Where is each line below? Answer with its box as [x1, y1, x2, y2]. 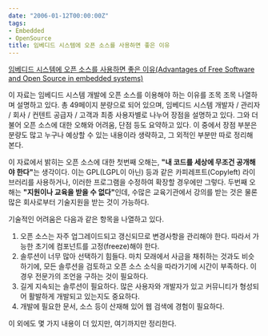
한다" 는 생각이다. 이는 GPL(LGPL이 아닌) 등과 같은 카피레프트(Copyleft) [16, 168, 242, 177]
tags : [8, 19, 26, 27]
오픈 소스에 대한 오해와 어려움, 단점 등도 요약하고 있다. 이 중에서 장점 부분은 [22, 120, 258, 130]
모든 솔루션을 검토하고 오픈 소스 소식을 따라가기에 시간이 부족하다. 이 [43, 261, 258, 271]
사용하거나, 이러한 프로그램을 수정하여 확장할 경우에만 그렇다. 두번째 [35, 177, 248, 187]
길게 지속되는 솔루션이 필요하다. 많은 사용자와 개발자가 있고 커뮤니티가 [19, 281, 238, 291]
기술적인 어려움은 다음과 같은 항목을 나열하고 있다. [8, 214, 165, 225]
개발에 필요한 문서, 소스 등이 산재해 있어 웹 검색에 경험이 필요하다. [19, 302, 225, 311]
